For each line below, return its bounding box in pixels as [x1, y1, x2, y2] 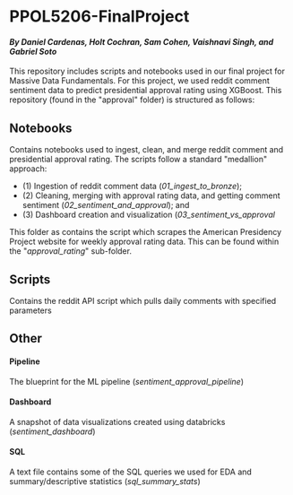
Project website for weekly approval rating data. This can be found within [9, 236, 280, 247]
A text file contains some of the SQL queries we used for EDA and [9, 466, 253, 477]
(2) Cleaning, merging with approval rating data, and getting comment [22, 190, 280, 201]
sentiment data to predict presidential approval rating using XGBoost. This [9, 85, 282, 96]
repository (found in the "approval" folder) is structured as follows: [9, 94, 255, 105]
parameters [9, 305, 52, 316]
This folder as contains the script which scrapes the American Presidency [9, 227, 282, 238]
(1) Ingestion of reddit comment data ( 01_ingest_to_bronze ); [22, 181, 243, 192]
